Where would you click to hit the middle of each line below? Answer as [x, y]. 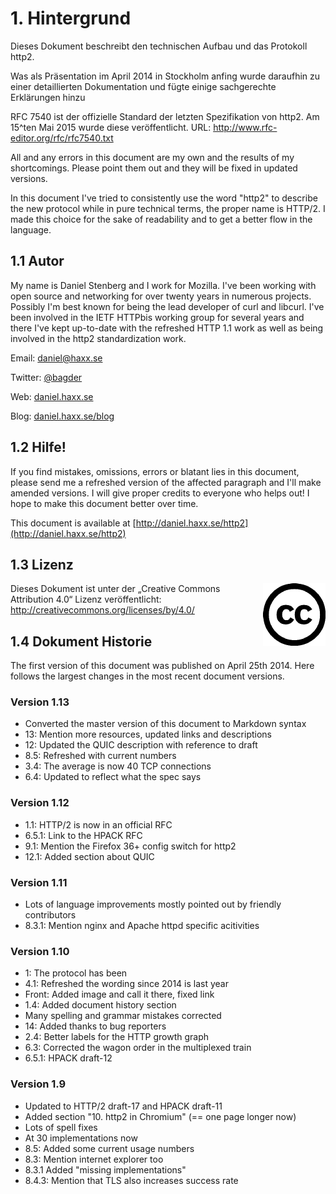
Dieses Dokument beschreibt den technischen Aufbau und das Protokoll [159, 46]
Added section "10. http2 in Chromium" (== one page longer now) [160, 1116]
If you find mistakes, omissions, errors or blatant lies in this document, [155, 471]
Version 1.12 [40, 803]
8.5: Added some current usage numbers [109, 1148]
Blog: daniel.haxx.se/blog [62, 416]
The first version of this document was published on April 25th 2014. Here [162, 666]
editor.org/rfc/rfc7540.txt [62, 138]
